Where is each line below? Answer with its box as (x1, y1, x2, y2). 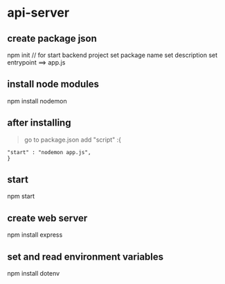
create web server (7, 212, 88, 224)
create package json (7, 33, 97, 44)
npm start (7, 192, 35, 201)
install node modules (7, 78, 99, 90)
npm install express (7, 231, 63, 239)
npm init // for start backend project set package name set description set (7, 51, 218, 59)
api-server (7, 5, 70, 21)
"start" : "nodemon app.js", (7, 149, 91, 156)
